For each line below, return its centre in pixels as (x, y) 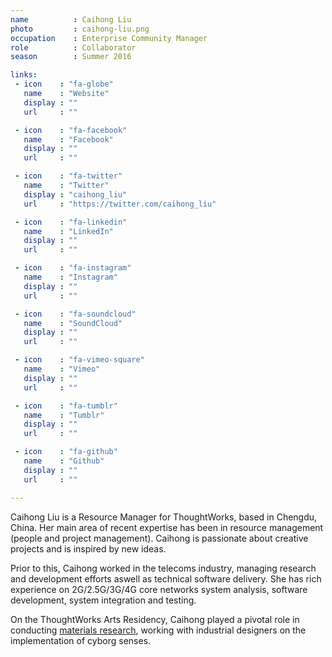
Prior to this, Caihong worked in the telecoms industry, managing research (163, 568)
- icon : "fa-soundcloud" (75, 314)
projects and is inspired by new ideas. (88, 548)
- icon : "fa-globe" (64, 84)
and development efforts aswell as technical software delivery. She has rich (166, 578)
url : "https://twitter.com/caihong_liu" (120, 204)
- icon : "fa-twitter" (68, 176)
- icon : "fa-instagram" (73, 268)
